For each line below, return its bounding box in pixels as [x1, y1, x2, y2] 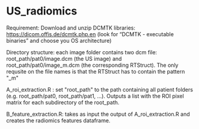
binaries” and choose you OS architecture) [6, 37, 112, 44]
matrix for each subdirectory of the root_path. [6, 98, 120, 106]
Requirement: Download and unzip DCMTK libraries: [6, 24, 135, 31]
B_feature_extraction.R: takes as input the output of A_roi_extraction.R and [6, 110, 191, 118]
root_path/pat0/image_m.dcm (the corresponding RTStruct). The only [6, 61, 179, 69]
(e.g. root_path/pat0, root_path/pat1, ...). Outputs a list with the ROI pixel [6, 92, 185, 99]
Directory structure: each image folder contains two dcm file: [6, 48, 158, 55]
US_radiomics [6, 4, 78, 18]
